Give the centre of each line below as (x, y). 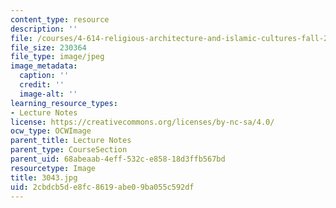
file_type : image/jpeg (57, 57)
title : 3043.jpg (44, 177)
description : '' (44, 29)
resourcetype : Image (53, 168)
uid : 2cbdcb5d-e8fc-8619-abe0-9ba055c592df (102, 187)
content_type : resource (60, 19)
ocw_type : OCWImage (51, 131)
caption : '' (44, 76)
